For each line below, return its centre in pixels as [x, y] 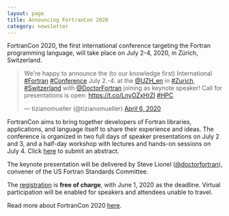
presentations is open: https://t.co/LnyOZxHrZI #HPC [98, 95]
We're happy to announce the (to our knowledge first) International [118, 73]
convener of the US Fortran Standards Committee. [78, 171]
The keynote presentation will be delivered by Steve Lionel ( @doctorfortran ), [115, 165]
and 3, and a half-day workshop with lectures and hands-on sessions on [109, 144]
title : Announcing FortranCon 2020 [58, 20]
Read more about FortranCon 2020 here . [64, 206]
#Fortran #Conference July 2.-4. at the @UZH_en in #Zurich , [109, 81]
